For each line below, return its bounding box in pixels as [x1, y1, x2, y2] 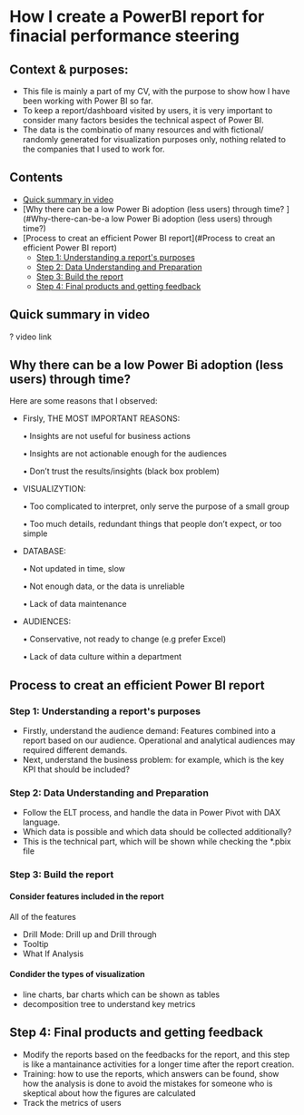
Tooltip [22, 938, 49, 949]
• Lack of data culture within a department [22, 651, 182, 662]
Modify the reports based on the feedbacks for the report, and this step [22, 1049, 290, 1060]
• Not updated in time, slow [22, 563, 125, 574]
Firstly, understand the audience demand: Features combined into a [22, 726, 276, 737]
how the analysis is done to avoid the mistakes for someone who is [22, 1078, 273, 1089]
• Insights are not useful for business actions [22, 431, 191, 442]
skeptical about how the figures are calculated [22, 1087, 197, 1099]
